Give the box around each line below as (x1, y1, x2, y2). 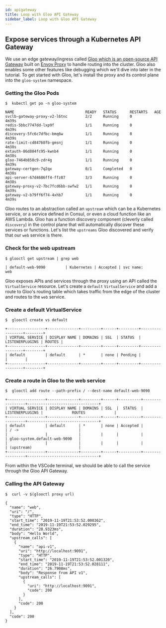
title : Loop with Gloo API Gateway (5, 12, 79, 17)
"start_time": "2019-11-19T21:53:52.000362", (9, 518, 106, 523)
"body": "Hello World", (9, 531, 59, 536)
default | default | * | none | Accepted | (9, 423, 143, 428)
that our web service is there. (5, 232, 63, 238)
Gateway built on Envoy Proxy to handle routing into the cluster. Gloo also (5, 61, 156, 67)
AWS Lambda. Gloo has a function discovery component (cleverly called (5, 216, 154, 222)
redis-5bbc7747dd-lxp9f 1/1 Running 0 (5, 123, 133, 128)
